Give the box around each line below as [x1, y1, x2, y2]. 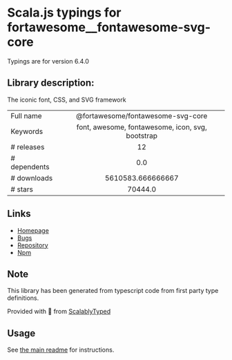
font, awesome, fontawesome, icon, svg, [76, 122, 207, 132]
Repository [17, 240, 48, 249]
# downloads [10, 173, 53, 182]
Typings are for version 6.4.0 [7, 57, 90, 65]
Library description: [7, 77, 95, 89]
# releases [10, 142, 45, 151]
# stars [10, 184, 33, 194]
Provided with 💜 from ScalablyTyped [7, 307, 111, 316]
